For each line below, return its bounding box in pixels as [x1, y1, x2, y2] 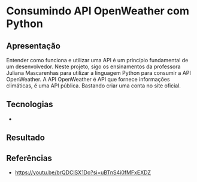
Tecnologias [6, 99, 53, 110]
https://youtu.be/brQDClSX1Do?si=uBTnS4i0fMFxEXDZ [14, 169, 151, 176]
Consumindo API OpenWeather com [6, 4, 190, 18]
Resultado [6, 133, 45, 143]
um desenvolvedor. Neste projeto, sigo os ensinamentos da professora [6, 63, 181, 70]
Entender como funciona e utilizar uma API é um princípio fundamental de [6, 57, 189, 63]
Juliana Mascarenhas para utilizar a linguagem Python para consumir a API [6, 69, 192, 76]
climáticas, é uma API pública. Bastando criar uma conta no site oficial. [6, 82, 181, 89]
